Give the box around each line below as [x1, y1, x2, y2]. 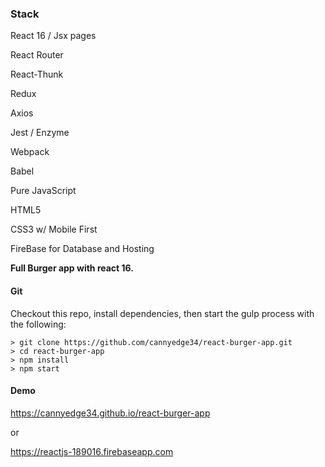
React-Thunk [10, 68, 64, 81]
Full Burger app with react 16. [10, 262, 134, 274]
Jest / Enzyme [10, 127, 70, 139]
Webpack [10, 146, 50, 158]
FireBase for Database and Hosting [10, 243, 155, 255]
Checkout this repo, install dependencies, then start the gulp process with [10, 307, 315, 319]
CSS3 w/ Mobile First [10, 223, 98, 236]
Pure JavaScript [10, 185, 77, 197]
